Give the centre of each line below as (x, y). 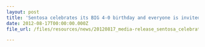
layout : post (23, 12)
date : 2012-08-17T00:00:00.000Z (47, 23)
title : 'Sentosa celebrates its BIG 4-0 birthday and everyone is (92, 18)
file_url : (19, 29)
